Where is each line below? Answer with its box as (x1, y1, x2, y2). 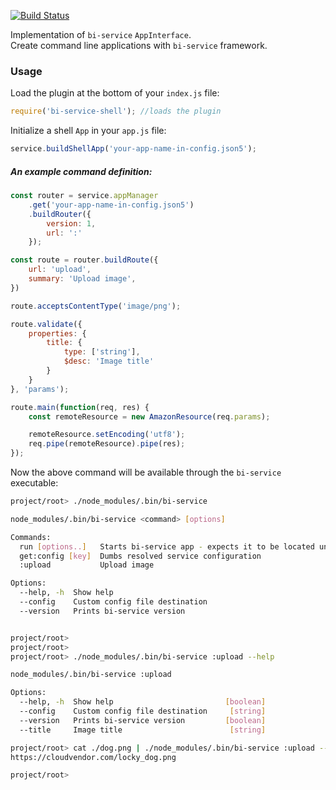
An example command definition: (10, 165, 153, 177)
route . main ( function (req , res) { (10, 402, 150, 412)
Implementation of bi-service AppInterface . (10, 29, 192, 40)
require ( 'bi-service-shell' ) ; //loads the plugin (10, 106, 222, 117)
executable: (10, 477, 59, 489)
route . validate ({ (10, 319, 83, 329)
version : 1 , (46, 218, 97, 229)
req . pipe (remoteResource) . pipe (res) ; (28, 439, 186, 449)
